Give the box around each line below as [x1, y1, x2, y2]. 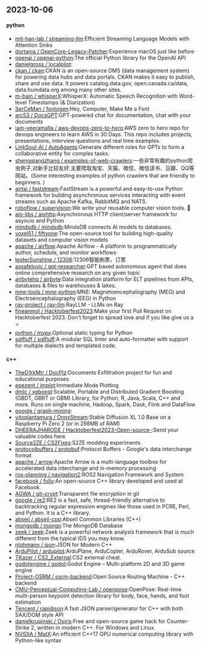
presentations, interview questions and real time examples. [14, 137, 161, 144]
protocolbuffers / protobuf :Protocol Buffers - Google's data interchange [14, 445, 192, 453]
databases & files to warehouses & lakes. [14, 281, 116, 289]
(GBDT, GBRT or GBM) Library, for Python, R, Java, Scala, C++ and [14, 394, 181, 402]
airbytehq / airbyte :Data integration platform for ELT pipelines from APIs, [14, 275, 194, 283]
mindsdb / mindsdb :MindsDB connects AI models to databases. [14, 223, 172, 230]
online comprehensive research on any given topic [14, 269, 140, 276]
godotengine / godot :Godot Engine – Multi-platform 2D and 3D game [14, 560, 185, 567]
